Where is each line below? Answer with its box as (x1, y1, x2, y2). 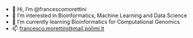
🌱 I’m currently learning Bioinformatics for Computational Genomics (11, 18, 180, 25)
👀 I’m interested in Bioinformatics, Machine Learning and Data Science (11, 12, 188, 19)
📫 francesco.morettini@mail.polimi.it (11, 25, 104, 32)
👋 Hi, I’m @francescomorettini (11, 6, 87, 12)
